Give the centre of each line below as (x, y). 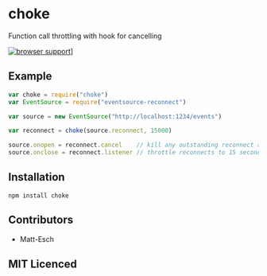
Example (30, 76)
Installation (37, 177)
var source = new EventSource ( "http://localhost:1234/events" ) (115, 116)
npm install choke (39, 196)
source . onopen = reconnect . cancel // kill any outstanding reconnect (131, 145)
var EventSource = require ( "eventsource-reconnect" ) (97, 102)
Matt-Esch (37, 239)
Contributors (41, 220)
